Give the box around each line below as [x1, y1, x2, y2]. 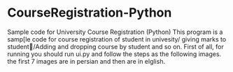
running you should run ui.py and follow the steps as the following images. [7, 50, 222, 58]
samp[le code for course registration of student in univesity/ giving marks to [7, 35, 227, 43]
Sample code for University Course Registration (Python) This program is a [7, 28, 223, 36]
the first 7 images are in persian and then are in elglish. [7, 57, 166, 65]
